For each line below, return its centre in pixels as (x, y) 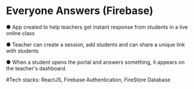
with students (22, 50)
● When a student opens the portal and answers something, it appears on (96, 62)
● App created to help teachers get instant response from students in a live (97, 27)
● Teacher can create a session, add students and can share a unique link (96, 44)
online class (20, 33)
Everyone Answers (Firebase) (80, 11)
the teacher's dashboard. (37, 68)
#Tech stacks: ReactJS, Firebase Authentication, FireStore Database (88, 80)
